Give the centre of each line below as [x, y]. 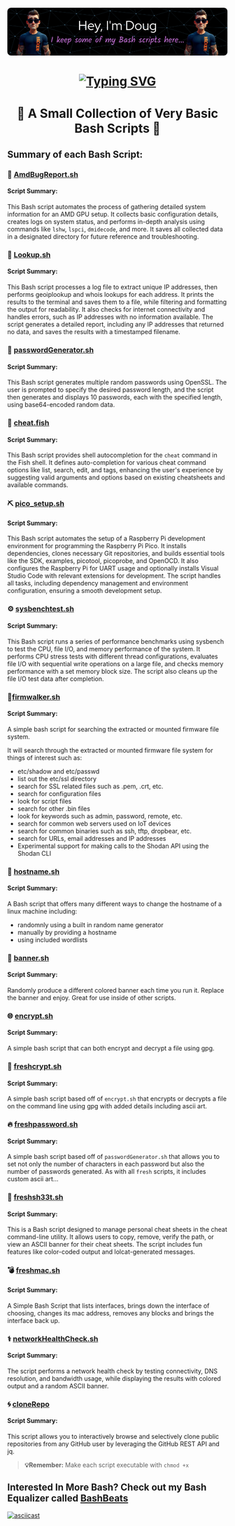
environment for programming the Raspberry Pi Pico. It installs [97, 546]
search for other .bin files [54, 809]
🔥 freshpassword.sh [43, 1124]
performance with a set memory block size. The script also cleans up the [113, 671]
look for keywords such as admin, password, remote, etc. [100, 816]
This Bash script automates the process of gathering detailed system [107, 206]
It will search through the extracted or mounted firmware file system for [110, 750]
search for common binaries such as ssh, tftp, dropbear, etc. [105, 831]
